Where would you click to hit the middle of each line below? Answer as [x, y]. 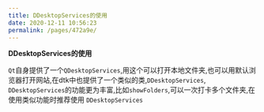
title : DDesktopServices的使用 [58, 15]
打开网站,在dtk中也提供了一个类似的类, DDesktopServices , [114, 80]
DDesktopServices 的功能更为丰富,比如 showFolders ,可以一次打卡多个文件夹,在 [132, 90]
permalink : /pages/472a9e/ [53, 30]
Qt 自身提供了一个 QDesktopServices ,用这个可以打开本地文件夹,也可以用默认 [128, 70]
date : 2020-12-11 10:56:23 [53, 23]
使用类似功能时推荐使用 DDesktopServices [76, 100]
